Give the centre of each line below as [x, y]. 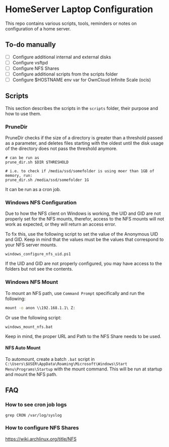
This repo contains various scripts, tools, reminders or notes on [71, 23]
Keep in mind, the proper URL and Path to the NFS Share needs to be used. [83, 336]
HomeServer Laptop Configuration [79, 9]
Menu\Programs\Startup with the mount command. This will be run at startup [84, 369]
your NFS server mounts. [31, 245]
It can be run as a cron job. [33, 190]
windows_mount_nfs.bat [29, 327]
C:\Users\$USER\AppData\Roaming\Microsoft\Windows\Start [66, 364]
